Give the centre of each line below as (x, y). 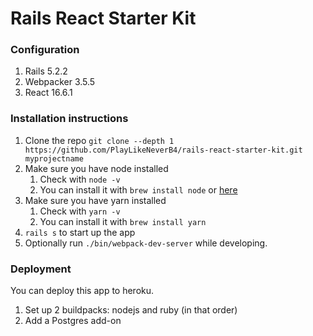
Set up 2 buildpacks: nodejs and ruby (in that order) (131, 310)
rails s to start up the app (80, 232)
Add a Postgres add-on (73, 321)
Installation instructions (69, 119)
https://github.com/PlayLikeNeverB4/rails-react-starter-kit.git (163, 150)
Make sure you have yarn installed (95, 200)
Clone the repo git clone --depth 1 (99, 140)
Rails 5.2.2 (46, 71)
